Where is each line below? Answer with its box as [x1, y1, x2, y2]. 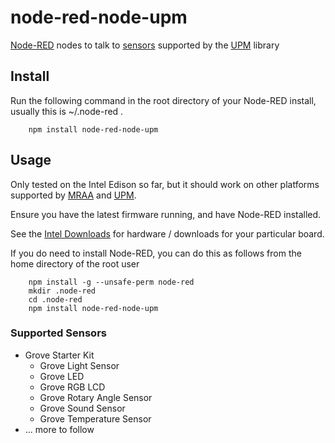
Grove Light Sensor [39, 359, 120, 371]
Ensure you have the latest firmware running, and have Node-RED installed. [10, 208, 322, 220]
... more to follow [24, 423, 95, 435]
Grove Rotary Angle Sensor [39, 391, 153, 403]
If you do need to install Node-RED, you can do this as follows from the [10, 247, 302, 259]
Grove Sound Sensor [39, 402, 126, 414]
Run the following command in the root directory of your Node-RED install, [10, 94, 317, 106]
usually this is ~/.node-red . [10, 105, 124, 117]
